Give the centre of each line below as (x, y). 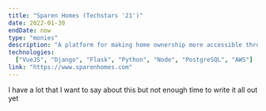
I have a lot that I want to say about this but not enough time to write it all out (133, 90)
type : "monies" (33, 38)
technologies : (32, 52)
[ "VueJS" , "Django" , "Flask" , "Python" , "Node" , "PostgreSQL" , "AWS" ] (134, 60)
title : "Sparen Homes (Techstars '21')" (76, 15)
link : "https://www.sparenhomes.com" (70, 67)
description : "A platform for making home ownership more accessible (125, 45)
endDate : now (30, 30)
